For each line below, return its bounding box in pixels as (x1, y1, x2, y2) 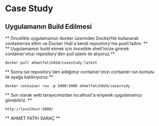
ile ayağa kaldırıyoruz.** (5, 74, 54, 80)
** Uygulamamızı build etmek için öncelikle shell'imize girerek (5, 46, 130, 51)
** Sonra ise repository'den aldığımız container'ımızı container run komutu (5, 69, 155, 75)
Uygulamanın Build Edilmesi (5, 22, 92, 31)
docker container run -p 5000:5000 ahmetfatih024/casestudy (5, 84, 131, 88)
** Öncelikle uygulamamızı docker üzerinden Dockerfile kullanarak (5, 35, 139, 41)
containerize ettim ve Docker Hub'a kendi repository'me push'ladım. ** (5, 41, 148, 46)
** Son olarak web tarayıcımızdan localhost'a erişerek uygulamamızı (5, 92, 142, 98)
